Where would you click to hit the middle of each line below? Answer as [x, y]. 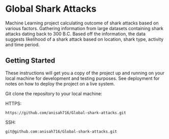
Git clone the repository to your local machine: [54, 93]
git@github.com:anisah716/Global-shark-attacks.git [61, 131]
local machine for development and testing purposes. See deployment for [82, 78]
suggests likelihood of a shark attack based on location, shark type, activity [84, 39]
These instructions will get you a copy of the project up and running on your [85, 73]
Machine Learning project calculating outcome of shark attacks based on [82, 23]
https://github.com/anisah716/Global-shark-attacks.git [66, 113]
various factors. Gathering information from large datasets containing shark [84, 28]
